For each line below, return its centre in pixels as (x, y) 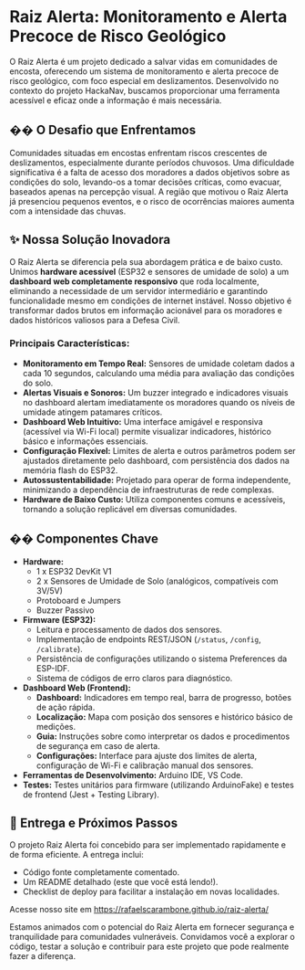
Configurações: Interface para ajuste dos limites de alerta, (147, 755)
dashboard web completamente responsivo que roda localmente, (134, 281)
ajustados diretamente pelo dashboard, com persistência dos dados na (156, 460)
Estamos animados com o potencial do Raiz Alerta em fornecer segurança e (152, 927)
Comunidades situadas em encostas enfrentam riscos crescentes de (138, 153)
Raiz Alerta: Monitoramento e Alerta (148, 17)
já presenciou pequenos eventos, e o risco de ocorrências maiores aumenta (152, 201)
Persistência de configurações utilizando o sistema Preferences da (162, 659)
